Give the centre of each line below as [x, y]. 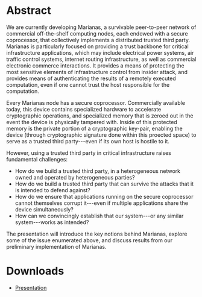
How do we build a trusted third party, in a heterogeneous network [98, 171]
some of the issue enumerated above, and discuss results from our [90, 240]
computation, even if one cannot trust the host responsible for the [88, 84]
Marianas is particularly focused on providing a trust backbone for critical [97, 46]
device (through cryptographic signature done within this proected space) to [101, 135]
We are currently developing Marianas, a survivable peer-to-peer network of [101, 27]
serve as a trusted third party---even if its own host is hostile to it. [88, 141]
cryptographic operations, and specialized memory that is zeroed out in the [100, 116]
